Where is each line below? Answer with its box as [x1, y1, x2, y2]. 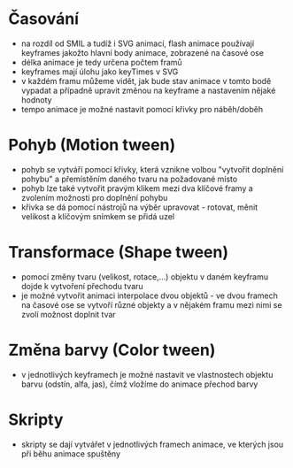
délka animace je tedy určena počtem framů [20, 57, 182, 67]
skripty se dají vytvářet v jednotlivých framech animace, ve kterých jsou [20, 439, 284, 449]
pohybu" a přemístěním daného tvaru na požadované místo [20, 173, 238, 184]
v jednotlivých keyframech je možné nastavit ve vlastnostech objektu [20, 369, 274, 380]
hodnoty [20, 94, 52, 105]
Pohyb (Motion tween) [8, 135, 176, 155]
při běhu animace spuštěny [20, 448, 121, 459]
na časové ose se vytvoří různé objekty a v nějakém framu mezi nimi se [20, 299, 282, 310]
